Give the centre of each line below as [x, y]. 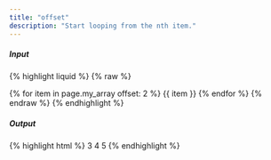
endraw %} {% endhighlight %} [67, 103]
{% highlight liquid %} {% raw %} [70, 76]
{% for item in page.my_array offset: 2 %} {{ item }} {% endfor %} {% [135, 93]
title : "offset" [39, 17]
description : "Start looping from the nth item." [103, 26]
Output [23, 124]
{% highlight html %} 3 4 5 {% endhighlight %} [95, 146]
